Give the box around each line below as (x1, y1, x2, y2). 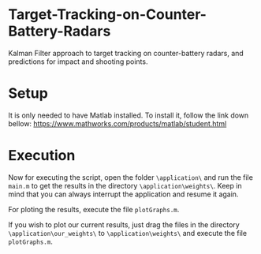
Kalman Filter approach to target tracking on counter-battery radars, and (8, 48, 244, 58)
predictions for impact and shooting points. (8, 57, 148, 66)
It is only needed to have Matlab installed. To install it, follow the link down (8, 110, 249, 120)
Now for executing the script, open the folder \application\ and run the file (8, 172, 254, 182)
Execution (8, 147, 76, 165)
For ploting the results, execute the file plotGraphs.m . (8, 204, 180, 214)
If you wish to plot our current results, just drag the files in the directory (8, 219, 240, 230)
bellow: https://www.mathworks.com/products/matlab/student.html (8, 118, 227, 128)
